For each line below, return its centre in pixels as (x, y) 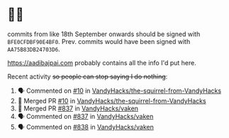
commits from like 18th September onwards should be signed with (104, 34)
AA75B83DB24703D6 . (34, 49)
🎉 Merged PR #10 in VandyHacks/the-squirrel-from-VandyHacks (112, 100)
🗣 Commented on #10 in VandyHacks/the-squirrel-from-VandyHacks (119, 91)
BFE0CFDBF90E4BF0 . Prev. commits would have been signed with (99, 41)
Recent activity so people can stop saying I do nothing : (88, 76)
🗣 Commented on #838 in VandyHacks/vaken (86, 127)
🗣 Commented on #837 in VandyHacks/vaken (85, 116)
